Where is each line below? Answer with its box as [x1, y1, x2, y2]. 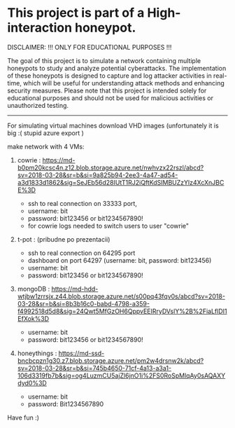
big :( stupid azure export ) [7, 128, 84, 137]
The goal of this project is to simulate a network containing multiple [7, 56, 201, 64]
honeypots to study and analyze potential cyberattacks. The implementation [7, 64, 227, 72]
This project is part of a [7, 5, 145, 21]
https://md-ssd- [58, 349, 105, 357]
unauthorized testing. [7, 101, 69, 109]
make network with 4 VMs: [7, 142, 85, 151]
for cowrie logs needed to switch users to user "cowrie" [27, 221, 190, 230]
